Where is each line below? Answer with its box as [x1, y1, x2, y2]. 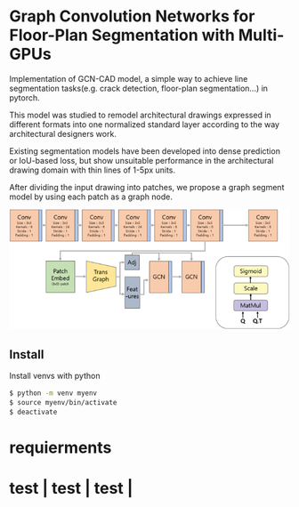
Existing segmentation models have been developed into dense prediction [9, 145, 280, 157]
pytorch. [9, 92, 40, 103]
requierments [9, 438, 112, 457]
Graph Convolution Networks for [9, 6, 255, 27]
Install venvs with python [9, 371, 101, 382]
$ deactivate [9, 407, 58, 416]
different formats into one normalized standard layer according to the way [9, 118, 280, 130]
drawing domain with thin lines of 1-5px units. [9, 165, 176, 175]
